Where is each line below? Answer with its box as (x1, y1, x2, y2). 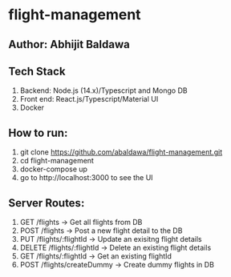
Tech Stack (8, 64, 66, 78)
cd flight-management (19, 156, 95, 166)
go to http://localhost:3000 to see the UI (19, 173, 154, 183)
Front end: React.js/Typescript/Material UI (19, 94, 159, 104)
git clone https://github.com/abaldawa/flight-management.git (19, 147, 223, 157)
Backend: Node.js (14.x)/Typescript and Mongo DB (19, 86, 188, 95)
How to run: (8, 126, 68, 139)
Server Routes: (8, 196, 85, 210)
